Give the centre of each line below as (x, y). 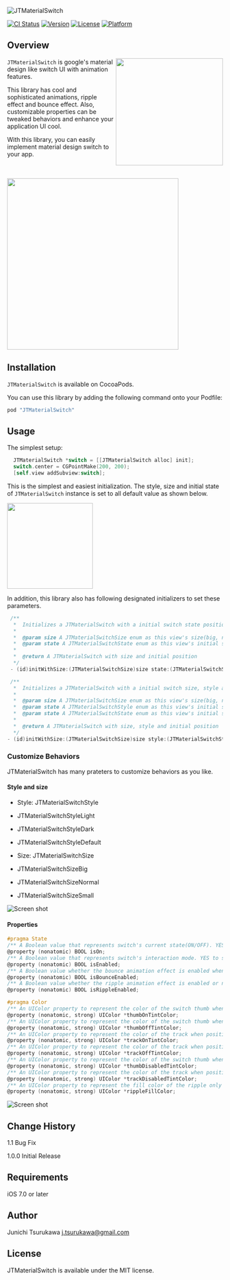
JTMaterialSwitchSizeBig (52, 869)
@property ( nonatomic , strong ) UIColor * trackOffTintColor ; (95, 1053)
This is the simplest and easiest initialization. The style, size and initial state (113, 486)
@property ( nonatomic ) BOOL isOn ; (56, 952)
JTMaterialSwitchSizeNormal (58, 882)
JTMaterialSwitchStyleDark (55, 829)
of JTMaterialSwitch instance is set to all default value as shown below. (107, 493)
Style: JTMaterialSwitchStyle (58, 803)
